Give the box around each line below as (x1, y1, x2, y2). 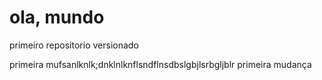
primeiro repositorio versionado (9, 39, 139, 51)
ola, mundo (9, 6, 105, 29)
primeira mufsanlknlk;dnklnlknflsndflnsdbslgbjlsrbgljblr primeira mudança (9, 58, 312, 70)
